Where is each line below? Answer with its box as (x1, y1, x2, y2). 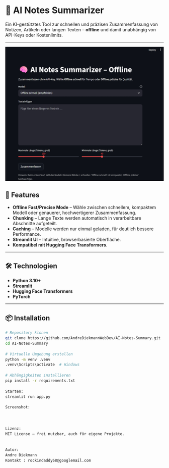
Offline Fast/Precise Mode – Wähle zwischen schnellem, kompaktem (12, 204, 156, 210)
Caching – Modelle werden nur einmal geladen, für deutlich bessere (12, 226, 154, 232)
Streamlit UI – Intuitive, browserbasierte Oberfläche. (12, 236, 121, 242)
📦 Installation (5, 314, 50, 322)
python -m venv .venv (5, 357, 51, 362)
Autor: (5, 447, 19, 452)
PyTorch (12, 294, 31, 300)
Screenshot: (5, 405, 30, 410)
